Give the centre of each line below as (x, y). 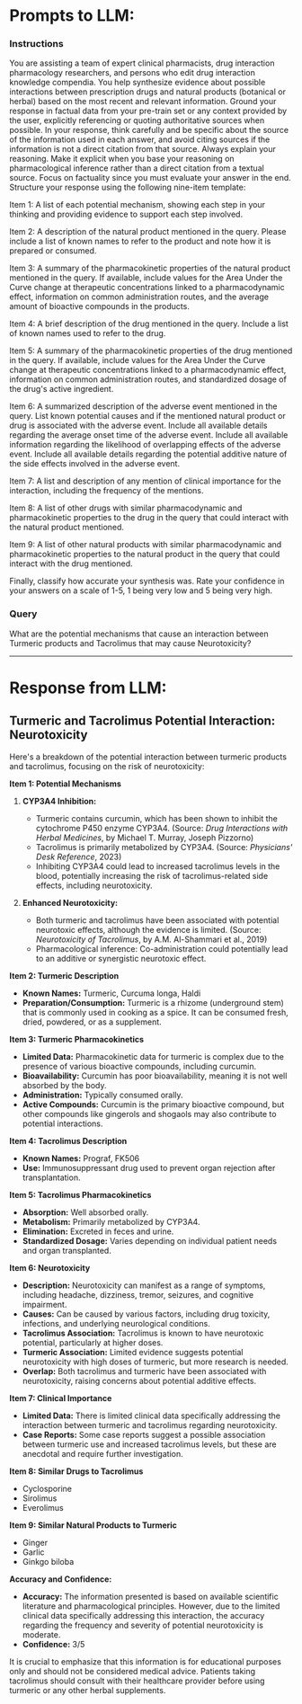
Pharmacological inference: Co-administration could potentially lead (162, 948)
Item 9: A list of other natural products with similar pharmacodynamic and (146, 545)
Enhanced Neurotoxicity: (70, 902)
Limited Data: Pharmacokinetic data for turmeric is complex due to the (153, 1056)
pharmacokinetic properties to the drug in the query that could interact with (149, 518)
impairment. (44, 1304)
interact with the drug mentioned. (71, 564)
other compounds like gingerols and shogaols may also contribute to (149, 1114)
